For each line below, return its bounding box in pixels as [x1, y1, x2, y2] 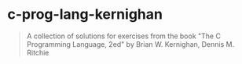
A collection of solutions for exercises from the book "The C [26, 31, 222, 41]
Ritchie [26, 48, 49, 57]
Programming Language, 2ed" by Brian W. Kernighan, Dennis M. [26, 39, 235, 48]
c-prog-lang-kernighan [7, 5, 163, 23]
